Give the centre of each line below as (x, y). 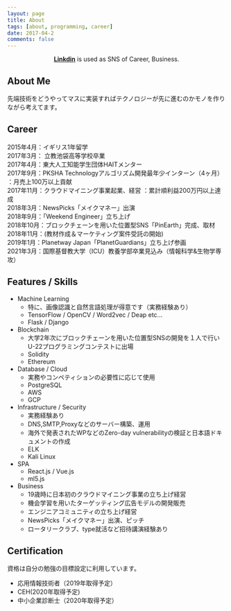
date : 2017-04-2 (31, 33)
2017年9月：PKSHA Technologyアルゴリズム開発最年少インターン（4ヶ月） (115, 173)
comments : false (31, 40)
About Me (29, 81)
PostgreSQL (45, 385)
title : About (26, 20)
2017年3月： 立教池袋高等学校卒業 (56, 155)
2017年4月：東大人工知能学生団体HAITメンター (75, 164)
